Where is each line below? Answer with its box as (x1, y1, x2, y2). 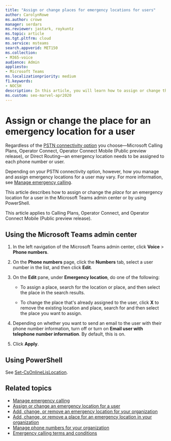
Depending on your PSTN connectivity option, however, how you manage (5, 169, 159, 175)
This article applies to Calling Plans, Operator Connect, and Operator (5, 210, 149, 216)
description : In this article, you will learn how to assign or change (5, 88, 160, 93)
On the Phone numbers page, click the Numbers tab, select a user (12, 259, 154, 265)
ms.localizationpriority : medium (5, 74, 76, 79)
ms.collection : (5, 50, 38, 55)
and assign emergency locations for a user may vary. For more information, (5, 174, 163, 180)
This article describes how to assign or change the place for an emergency (5, 189, 163, 195)
